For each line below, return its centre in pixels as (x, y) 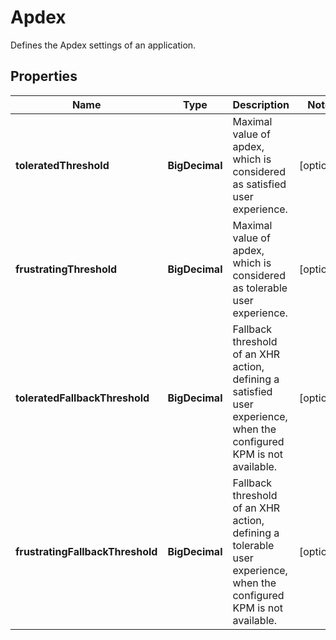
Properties (44, 76)
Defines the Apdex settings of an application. (103, 45)
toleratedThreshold (62, 165)
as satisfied (259, 184)
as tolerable (260, 288)
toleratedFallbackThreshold (82, 398)
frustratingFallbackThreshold (86, 551)
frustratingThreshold (66, 269)
